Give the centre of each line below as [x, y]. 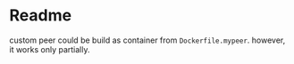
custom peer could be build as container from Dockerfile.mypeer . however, [147, 40]
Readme [41, 16]
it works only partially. [50, 49]
